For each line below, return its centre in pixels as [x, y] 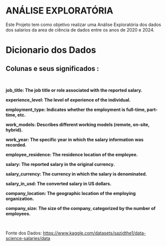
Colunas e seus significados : [52, 68]
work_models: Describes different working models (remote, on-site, [78, 124]
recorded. [16, 144]
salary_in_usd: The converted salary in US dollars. [59, 183]
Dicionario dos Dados [51, 50]
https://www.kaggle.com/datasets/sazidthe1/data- [94, 233]
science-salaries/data [28, 238]
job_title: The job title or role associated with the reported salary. [74, 90]
